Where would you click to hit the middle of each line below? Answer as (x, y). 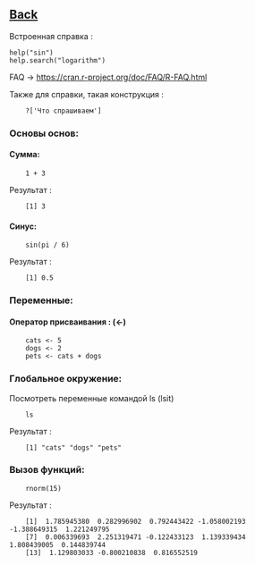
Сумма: (25, 155)
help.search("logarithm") (57, 60)
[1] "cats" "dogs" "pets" (74, 447)
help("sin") (31, 53)
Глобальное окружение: (66, 379)
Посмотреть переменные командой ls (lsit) (92, 398)
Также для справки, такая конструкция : (86, 94)
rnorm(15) (44, 488)
